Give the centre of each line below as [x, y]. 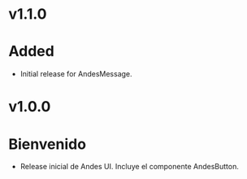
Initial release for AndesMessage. [76, 74]
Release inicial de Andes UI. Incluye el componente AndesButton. [130, 167]
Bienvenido [48, 144]
